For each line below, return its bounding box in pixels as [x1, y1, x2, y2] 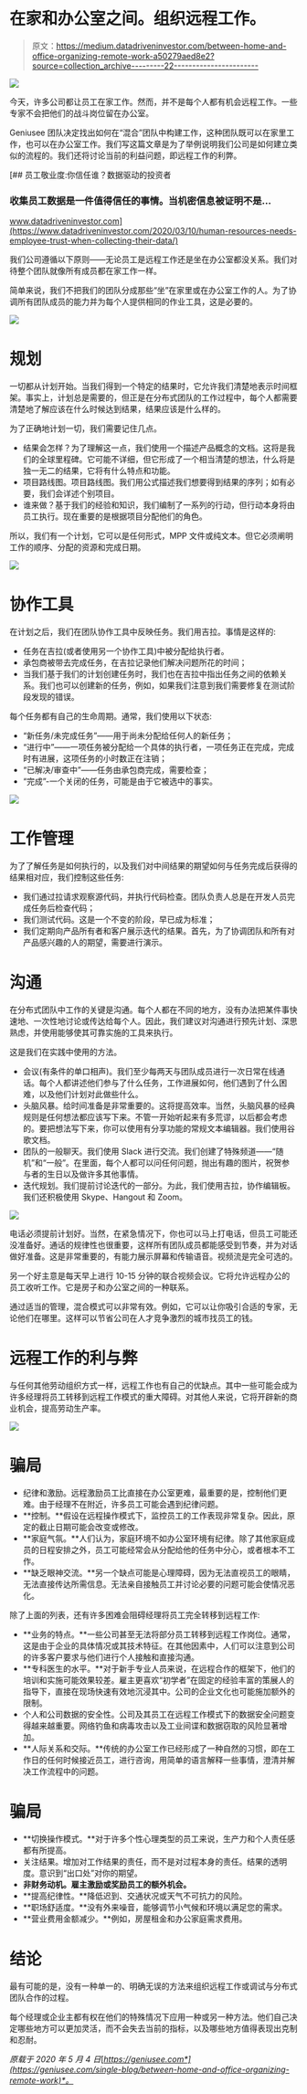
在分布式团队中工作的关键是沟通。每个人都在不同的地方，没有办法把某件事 [9, 1004, 290, 1015]
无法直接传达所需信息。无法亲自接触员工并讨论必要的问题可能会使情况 [22, 1578, 288, 1590]
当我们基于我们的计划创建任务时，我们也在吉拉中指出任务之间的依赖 [22, 669, 280, 680]
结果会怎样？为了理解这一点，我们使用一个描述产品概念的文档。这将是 [22, 442, 288, 453]
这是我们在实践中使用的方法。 [9, 1046, 122, 1057]
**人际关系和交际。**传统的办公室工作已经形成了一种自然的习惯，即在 [22, 1742, 288, 1754]
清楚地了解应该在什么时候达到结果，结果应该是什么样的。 [9, 404, 226, 415]
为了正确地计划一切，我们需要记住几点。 [9, 423, 162, 434]
